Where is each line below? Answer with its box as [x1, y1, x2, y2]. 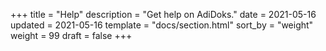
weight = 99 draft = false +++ [10, 30, 133, 41]
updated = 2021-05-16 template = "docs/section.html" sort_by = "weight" [10, 19, 314, 31]
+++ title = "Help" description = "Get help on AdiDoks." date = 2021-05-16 [10, 9, 317, 20]
